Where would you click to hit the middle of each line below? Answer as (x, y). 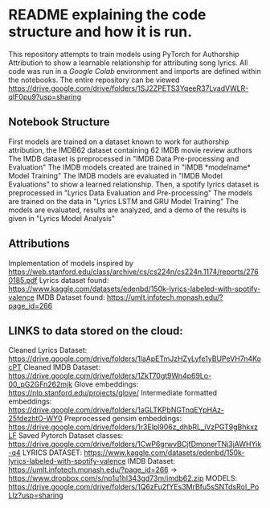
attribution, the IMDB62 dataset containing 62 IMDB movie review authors (131, 150)
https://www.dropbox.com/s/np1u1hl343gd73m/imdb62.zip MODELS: (123, 478)
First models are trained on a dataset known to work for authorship (119, 141)
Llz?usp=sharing (36, 495)
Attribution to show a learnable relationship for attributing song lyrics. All (128, 63)
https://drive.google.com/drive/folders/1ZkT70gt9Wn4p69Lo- (110, 376)
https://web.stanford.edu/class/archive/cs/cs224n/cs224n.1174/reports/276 (133, 272)
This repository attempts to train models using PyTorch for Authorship (124, 54)
